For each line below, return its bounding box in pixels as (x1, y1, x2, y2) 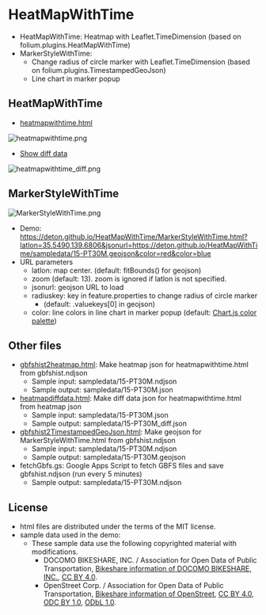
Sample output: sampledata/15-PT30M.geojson (31, 453, 186, 462)
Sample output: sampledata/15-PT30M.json (31, 385, 174, 395)
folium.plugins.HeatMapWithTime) (19, 40, 131, 49)
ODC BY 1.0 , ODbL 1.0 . (43, 598, 116, 607)
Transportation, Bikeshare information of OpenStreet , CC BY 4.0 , (43, 589, 255, 599)
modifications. (31, 547, 78, 556)
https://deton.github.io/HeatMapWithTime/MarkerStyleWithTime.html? (19, 231, 248, 241)
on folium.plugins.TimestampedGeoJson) (31, 65, 166, 74)
